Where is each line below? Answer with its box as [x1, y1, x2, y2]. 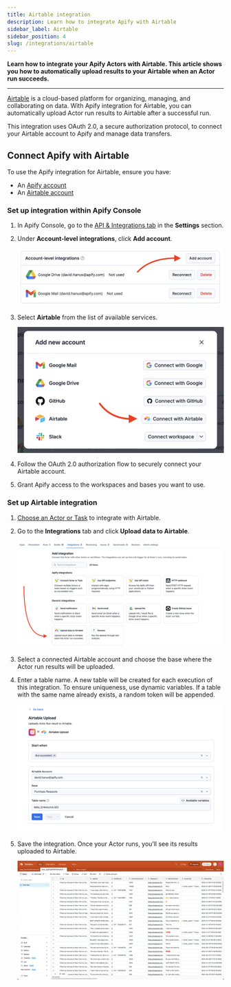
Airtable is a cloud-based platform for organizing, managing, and [7, 94, 190, 103]
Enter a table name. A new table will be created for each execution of [16, 676, 213, 684]
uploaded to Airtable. [16, 847, 77, 855]
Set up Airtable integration [7, 498, 98, 507]
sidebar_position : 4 [7, 33, 67, 40]
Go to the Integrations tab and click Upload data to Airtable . [16, 527, 190, 535]
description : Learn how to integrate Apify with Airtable [7, 18, 177, 25]
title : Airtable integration [7, 11, 91, 18]
